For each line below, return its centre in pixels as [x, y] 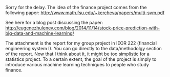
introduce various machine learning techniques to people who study [77, 65]
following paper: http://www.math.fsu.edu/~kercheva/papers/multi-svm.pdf [85, 13]
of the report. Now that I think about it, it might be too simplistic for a [78, 54]
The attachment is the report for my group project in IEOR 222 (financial [81, 43]
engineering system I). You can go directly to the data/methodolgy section [84, 48]
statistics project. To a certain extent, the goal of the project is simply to [81, 59]
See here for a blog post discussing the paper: [54, 23]
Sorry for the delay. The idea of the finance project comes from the [76, 7]
